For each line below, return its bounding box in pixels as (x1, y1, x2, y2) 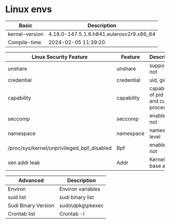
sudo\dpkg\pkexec (59, 202, 104, 209)
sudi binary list (59, 194, 94, 201)
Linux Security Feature (31, 53, 88, 60)
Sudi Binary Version (8, 202, 55, 209)
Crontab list (8, 210, 35, 217)
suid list (8, 194, 26, 201)
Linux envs (5, 4, 52, 15)
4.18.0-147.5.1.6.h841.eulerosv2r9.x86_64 (48, 30, 156, 38)
